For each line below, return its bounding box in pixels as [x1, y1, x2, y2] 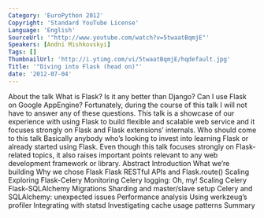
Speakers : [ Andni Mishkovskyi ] [8, 41, 111, 49]
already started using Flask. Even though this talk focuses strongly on [8, 142, 235, 151]
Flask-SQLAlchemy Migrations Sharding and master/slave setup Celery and [8, 183, 253, 193]
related [8, 150, 32, 160]
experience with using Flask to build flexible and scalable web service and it [8, 116, 255, 126]
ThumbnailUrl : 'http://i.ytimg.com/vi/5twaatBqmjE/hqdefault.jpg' [8, 56, 231, 64]
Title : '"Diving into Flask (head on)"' [8, 63, 143, 71]
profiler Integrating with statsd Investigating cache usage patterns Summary [8, 200, 255, 209]
